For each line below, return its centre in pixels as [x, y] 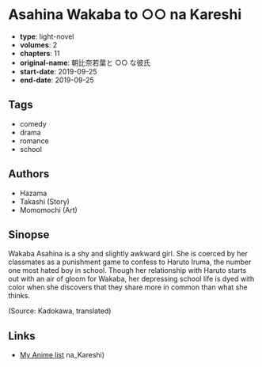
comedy [33, 123]
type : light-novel [47, 36]
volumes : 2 [38, 44]
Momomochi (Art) [48, 210]
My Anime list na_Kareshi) [62, 355]
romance [34, 141]
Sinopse [29, 235]
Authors [29, 174]
